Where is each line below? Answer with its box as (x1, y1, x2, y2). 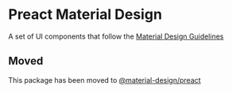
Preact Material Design (8, 6, 163, 24)
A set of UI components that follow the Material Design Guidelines (8, 32, 224, 41)
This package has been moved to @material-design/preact (8, 75, 201, 84)
